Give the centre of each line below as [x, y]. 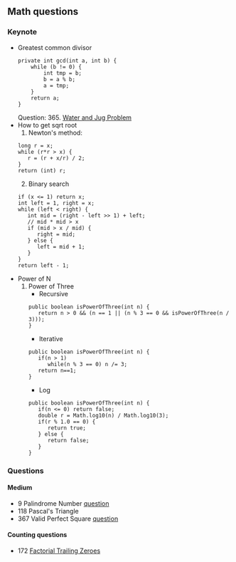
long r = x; [35, 145]
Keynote [22, 32]
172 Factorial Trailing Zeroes [59, 551]
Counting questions [37, 535]
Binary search [49, 184]
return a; [45, 98]
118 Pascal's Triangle [48, 511]
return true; [67, 428]
